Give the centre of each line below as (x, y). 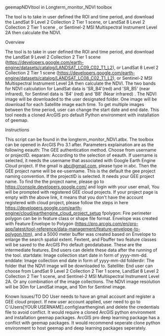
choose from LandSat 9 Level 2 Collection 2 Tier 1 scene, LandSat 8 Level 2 (82, 271)
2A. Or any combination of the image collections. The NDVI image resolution (83, 281)
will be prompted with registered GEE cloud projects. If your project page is (82, 192)
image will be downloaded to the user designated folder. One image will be (81, 99)
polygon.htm (18, 234)
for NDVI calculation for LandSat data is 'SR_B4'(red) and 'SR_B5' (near (78, 88)
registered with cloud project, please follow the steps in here (67, 202)
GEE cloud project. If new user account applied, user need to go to (73, 302)
